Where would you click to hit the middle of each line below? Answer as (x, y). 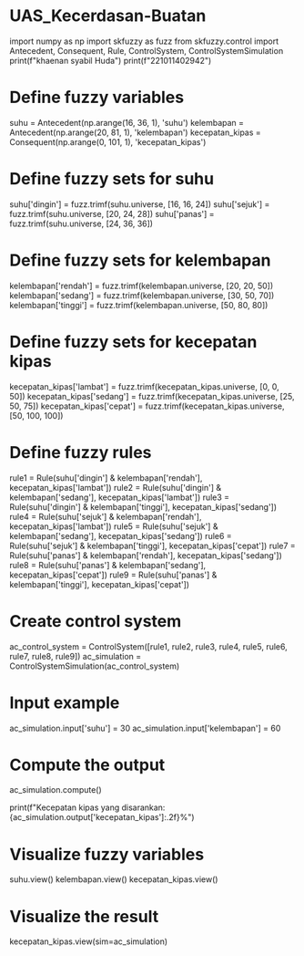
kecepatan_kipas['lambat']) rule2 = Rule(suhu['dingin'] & (116, 487)
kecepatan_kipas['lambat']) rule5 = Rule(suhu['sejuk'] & (114, 526)
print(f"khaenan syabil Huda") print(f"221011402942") (111, 60)
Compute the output (87, 765)
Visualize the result (84, 916)
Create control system (96, 621)
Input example (65, 702)
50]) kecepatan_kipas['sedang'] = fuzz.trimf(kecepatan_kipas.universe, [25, (152, 396)
